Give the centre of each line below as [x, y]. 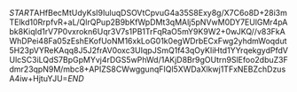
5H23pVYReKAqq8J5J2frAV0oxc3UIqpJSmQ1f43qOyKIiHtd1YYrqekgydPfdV [148, 50]
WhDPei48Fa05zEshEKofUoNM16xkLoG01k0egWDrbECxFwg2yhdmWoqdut [148, 41]
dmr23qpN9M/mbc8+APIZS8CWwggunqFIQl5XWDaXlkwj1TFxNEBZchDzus [148, 69]
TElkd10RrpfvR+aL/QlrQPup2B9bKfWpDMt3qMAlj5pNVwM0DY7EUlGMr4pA [148, 22]
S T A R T [22, 13]
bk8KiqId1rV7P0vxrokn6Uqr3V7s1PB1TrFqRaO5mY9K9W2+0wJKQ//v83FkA [147, 31]
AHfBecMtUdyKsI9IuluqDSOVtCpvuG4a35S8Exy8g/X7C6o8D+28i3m [161, 13]
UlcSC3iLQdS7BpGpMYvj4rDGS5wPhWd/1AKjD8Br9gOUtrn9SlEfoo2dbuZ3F [148, 60]
